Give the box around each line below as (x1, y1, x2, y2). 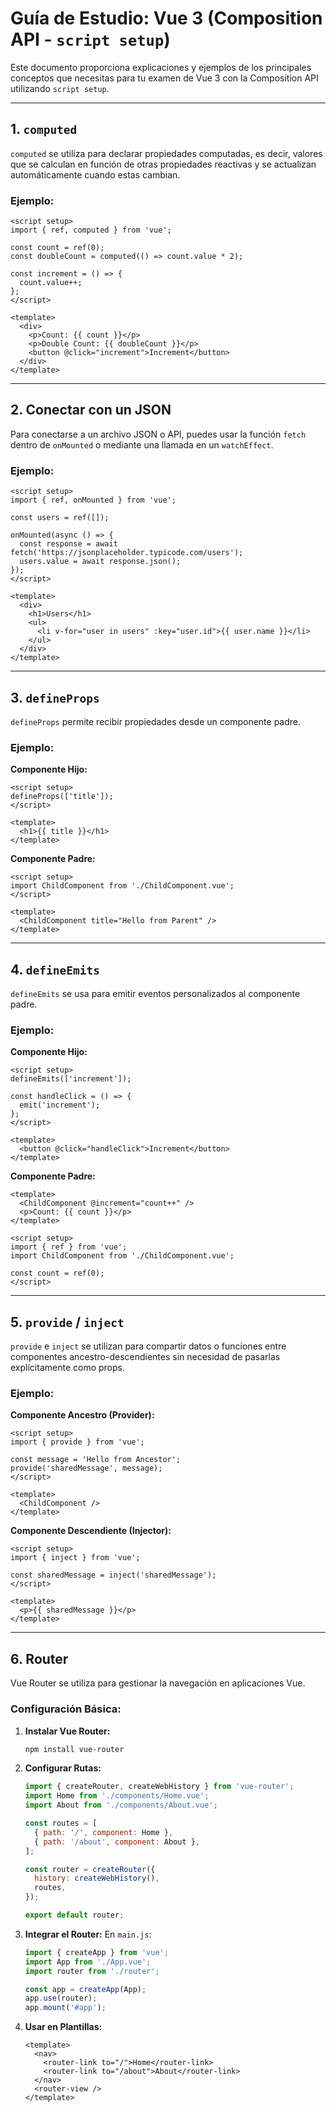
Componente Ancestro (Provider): (10, 1409, 155, 1421)
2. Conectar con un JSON (10, 402, 172, 419)
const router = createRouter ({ (24, 1864, 156, 1874)
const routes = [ (24, 1818, 98, 1829)
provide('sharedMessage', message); (10, 1463, 163, 1474)
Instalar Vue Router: (24, 1725, 111, 1737)
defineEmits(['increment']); (10, 1074, 132, 1084)
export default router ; (24, 1910, 125, 1921)
